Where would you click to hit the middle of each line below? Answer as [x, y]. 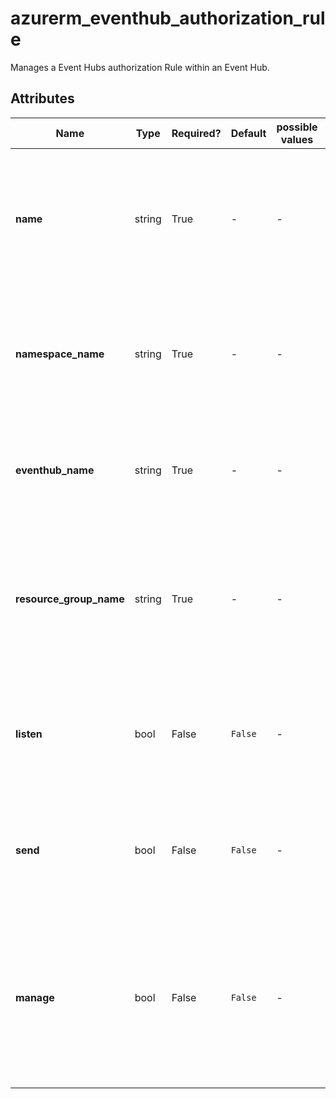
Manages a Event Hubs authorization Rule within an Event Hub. [140, 67]
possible [297, 127]
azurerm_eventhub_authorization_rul [168, 18]
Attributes [42, 98]
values [297, 139]
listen [29, 734]
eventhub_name [55, 470]
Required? [196, 133]
